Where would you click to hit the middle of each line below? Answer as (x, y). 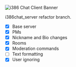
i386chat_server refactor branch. (38, 17)
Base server (24, 26)
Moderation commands (36, 48)
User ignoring (26, 60)
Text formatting (28, 54)
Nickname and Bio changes (39, 38)
